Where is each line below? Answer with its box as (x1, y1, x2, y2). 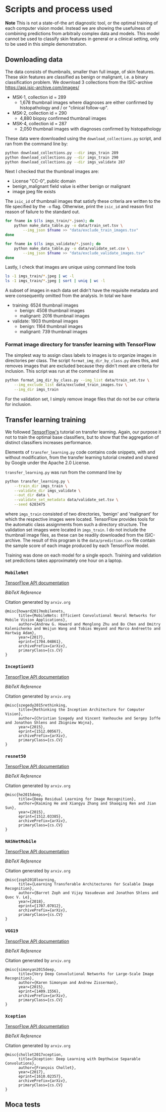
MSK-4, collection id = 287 (12, 120, 67, 126)
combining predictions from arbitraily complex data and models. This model (5, 30, 160, 36)
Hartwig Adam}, (5, 631, 37, 635)
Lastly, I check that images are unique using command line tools (5, 264, 136, 270)
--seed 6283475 (14, 502, 46, 507)
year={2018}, (18, 899, 46, 904)
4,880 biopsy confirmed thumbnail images (19, 115, 107, 121)
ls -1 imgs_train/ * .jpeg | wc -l (5, 274, 74, 279)
